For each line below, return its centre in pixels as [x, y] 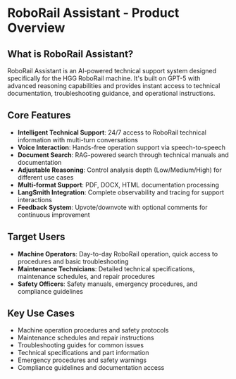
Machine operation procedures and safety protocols [93, 330]
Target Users [36, 237]
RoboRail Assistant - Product [93, 13]
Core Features [39, 115]
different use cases [45, 177]
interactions [35, 199]
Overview [36, 28]
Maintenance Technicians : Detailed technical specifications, [106, 268]
